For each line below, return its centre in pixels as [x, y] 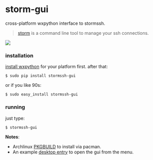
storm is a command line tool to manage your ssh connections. [83, 33]
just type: [15, 118]
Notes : [12, 137]
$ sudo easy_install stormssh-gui [42, 94]
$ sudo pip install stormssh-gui [41, 76]
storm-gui [27, 9]
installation [20, 56]
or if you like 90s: [23, 85]
